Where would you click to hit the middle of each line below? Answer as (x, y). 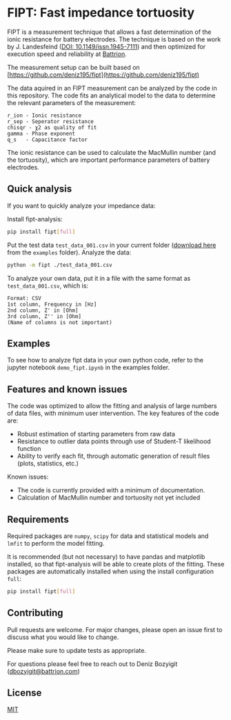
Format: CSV (24, 298)
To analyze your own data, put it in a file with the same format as (99, 278)
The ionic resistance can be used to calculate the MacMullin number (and (111, 152)
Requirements (38, 519)
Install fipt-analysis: (35, 219)
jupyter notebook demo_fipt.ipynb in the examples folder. (89, 367)
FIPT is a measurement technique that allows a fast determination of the (109, 32)
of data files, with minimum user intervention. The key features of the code (113, 414)
